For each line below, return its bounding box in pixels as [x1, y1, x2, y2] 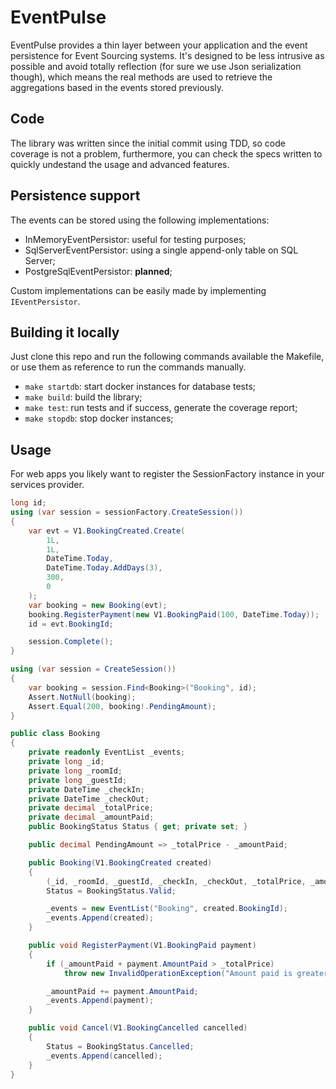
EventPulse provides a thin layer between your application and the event [10, 39, 308, 51]
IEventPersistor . [10, 295, 81, 307]
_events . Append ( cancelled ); [46, 1051, 163, 1061]
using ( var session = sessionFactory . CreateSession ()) [10, 507, 244, 518]
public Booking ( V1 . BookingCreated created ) [28, 857, 213, 868]
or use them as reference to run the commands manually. [10, 361, 247, 373]
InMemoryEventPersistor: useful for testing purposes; [24, 233, 247, 245]
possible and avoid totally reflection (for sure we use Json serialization [10, 60, 302, 72]
